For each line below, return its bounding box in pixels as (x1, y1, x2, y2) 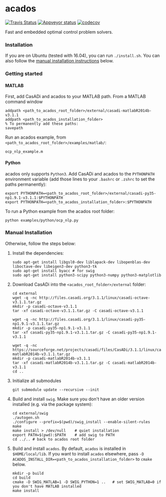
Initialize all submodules (12, 378, 61, 384)
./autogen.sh (12, 415, 40, 420)
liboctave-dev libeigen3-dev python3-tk (12, 264, 97, 269)
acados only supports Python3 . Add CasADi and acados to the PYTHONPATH (5, 170, 155, 176)
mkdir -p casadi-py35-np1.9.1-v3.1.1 (12, 326, 91, 331)
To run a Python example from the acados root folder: (5, 208, 115, 214)
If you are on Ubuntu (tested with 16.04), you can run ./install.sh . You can (5, 53, 160, 58)
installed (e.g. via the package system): (12, 401, 93, 407)
